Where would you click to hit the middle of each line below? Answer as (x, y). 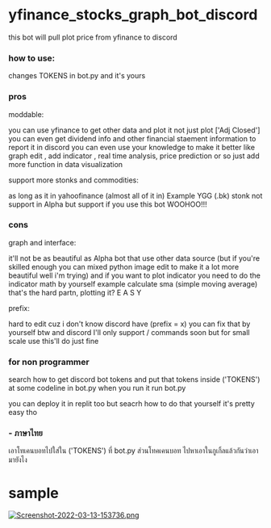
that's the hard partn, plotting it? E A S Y (75, 292)
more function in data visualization (66, 164)
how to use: (32, 58)
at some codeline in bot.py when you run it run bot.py (97, 388)
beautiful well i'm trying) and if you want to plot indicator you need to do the (134, 275)
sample (33, 493)
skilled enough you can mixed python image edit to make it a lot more (124, 266)
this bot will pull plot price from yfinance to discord (93, 37)
